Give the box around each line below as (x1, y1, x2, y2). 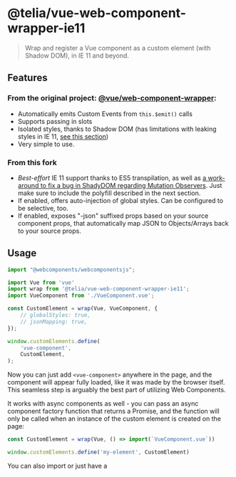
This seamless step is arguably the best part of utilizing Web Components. (7, 386, 226, 394)
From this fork (7, 157, 57, 167)
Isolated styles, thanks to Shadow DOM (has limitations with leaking (17, 125, 217, 133)
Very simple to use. (17, 140, 75, 148)
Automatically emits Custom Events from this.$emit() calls (17, 109, 193, 118)
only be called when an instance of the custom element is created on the (7, 414, 221, 423)
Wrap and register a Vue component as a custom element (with (24, 43, 211, 52)
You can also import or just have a (7, 461, 108, 470)
